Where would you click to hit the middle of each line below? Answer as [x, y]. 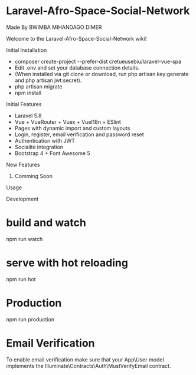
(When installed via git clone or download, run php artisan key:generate [102, 74]
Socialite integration [39, 147]
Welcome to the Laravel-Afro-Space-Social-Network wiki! [76, 38]
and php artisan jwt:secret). [48, 80]
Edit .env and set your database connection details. [77, 68]
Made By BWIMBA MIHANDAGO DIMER [54, 27]
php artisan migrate [38, 86]
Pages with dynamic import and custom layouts [72, 128]
